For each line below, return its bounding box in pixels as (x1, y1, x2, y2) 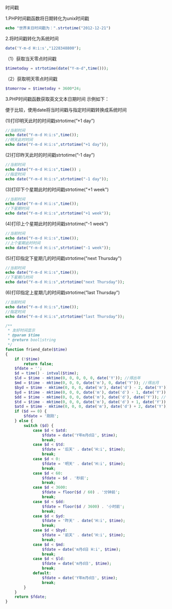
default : (32, 571, 52, 576)
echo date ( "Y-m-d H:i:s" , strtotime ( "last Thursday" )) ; (5, 314, 125, 319)
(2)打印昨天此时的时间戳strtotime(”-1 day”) (5, 152, 95, 158)
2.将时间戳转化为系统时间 (5, 35, 59, 41)
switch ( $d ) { (24, 423, 54, 428)
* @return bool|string (7, 337, 56, 343)
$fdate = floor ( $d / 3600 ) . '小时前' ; (41, 504, 125, 509)
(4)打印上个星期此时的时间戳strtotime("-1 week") (5, 221, 109, 227)
